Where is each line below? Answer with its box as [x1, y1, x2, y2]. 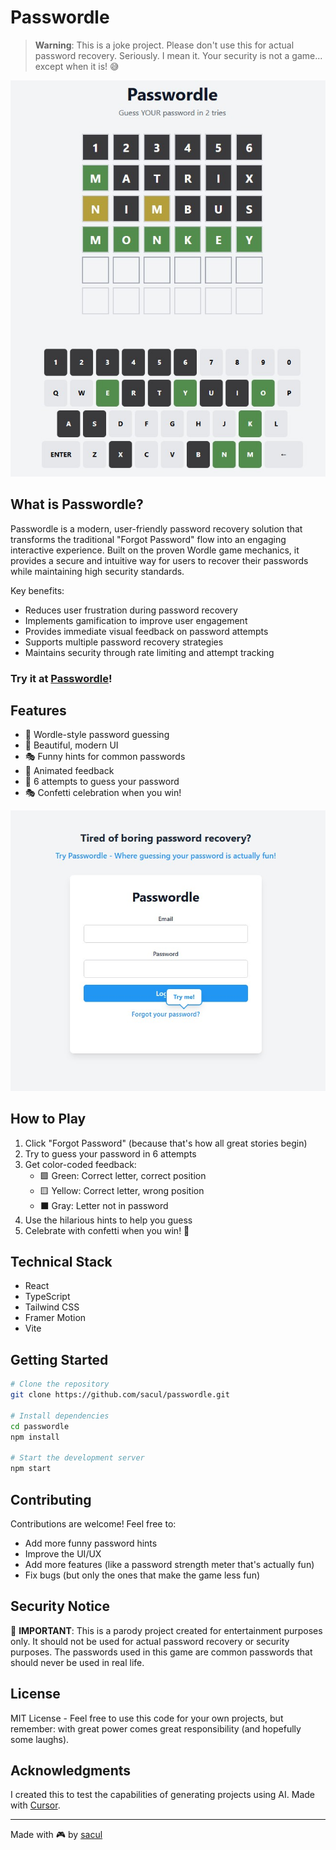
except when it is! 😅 [34, 60, 120, 72]
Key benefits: [10, 584, 65, 596]
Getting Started [10, 1351, 109, 1368]
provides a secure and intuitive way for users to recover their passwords [10, 554, 309, 566]
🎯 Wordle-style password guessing [24, 729, 170, 741]
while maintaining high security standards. [10, 565, 185, 577]
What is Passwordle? [10, 496, 144, 513]
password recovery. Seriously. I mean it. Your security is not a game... [34, 49, 323, 61]
